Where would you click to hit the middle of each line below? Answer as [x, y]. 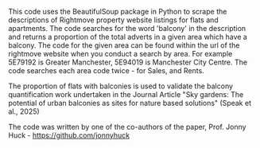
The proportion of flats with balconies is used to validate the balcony [120, 86]
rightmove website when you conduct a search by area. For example [120, 54]
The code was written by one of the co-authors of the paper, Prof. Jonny [127, 127]
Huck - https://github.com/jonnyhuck [69, 135]
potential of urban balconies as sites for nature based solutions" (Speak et [130, 103]
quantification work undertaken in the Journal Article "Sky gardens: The [126, 94]
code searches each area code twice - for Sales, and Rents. [106, 70]
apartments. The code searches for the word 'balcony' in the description [127, 28]
